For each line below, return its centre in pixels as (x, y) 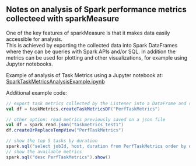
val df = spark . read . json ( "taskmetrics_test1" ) (65, 125)
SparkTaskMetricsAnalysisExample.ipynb (55, 81)
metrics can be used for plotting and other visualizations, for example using (97, 57)
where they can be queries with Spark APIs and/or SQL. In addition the (91, 51)
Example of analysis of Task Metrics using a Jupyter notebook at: (85, 75)
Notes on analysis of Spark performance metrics (96, 10)
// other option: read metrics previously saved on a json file (86, 119)
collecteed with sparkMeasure (63, 19)
